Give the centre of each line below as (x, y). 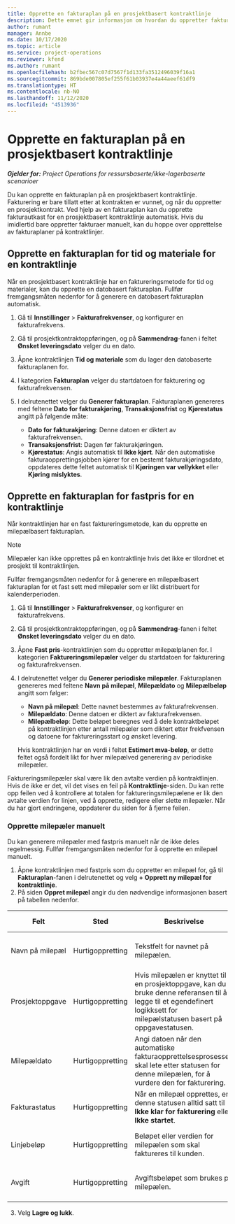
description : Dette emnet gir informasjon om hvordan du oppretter (108, 20)
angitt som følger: (43, 693)
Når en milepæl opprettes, (177, 1094)
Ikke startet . (155, 1120)
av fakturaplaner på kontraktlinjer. (56, 232)
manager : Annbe (29, 33)
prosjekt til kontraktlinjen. (44, 566)
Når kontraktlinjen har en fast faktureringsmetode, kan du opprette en (107, 524)
